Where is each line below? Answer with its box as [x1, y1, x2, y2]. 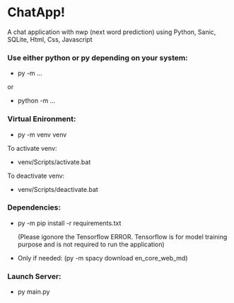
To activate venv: [7, 144, 58, 152]
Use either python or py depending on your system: [7, 52, 189, 62]
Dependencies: [7, 202, 62, 212]
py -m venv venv [17, 130, 67, 139]
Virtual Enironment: [7, 114, 76, 124]
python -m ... [17, 96, 56, 105]
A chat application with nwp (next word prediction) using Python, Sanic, [7, 28, 216, 36]
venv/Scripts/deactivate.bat [17, 185, 99, 193]
